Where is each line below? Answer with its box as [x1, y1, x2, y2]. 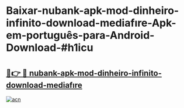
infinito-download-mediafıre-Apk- [6, 16, 176, 30]
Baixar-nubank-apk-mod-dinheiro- [6, 4, 179, 17]
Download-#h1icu [6, 41, 93, 55]
